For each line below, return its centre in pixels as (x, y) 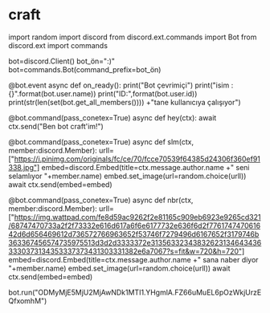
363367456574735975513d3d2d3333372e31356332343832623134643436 (135, 242)
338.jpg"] (24, 167)
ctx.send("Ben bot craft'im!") (56, 126)
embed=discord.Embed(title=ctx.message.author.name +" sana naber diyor (133, 259)
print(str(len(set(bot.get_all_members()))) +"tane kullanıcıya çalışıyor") (125, 102)
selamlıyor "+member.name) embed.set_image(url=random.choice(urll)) (127, 176)
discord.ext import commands (58, 45)
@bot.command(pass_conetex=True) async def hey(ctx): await (112, 117)
